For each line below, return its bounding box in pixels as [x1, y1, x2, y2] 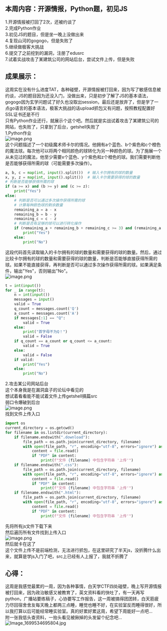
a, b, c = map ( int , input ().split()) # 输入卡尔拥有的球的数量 [5, 170, 133, 175]
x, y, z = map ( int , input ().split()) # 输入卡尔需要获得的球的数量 [5, 175, 140, 180]
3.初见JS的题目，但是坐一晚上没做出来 [5, 31, 84, 37]
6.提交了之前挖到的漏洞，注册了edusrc [5, 50, 84, 56]
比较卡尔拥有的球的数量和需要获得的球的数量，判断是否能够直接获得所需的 [5, 255, 158, 261]
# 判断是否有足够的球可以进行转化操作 [14, 221, 82, 226]
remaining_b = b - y [14, 212, 57, 217]
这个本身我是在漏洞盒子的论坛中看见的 [5, 387, 83, 393]
